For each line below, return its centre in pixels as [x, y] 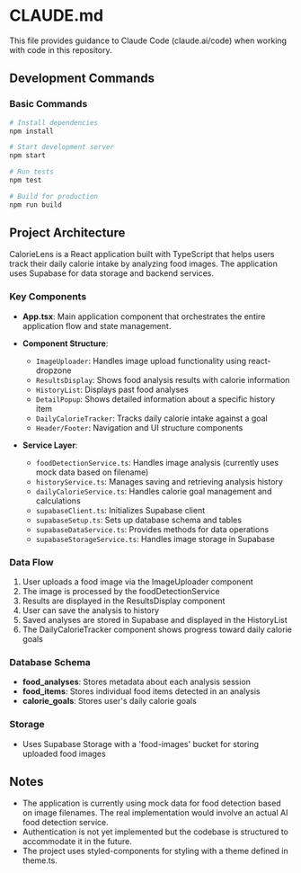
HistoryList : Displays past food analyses [112, 389]
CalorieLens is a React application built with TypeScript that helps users [142, 254]
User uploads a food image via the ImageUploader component [137, 582]
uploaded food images [64, 753]
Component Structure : [65, 343]
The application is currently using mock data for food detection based [151, 803]
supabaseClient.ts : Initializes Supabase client [120, 510]
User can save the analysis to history [91, 610]
